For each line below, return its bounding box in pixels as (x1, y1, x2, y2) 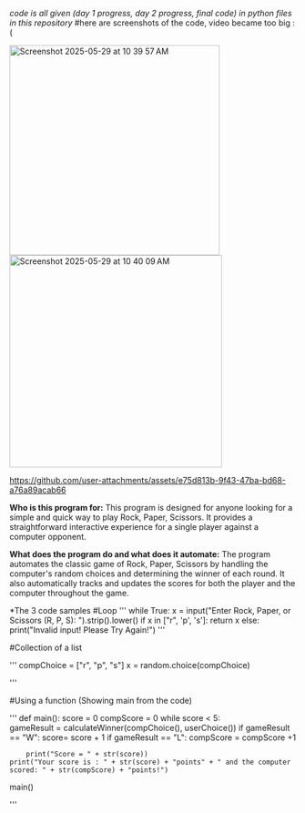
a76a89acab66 (9, 484, 66, 495)
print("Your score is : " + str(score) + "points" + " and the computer (9, 757, 291, 767)
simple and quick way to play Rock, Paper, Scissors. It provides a (9, 512, 253, 523)
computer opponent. (9, 532, 86, 542)
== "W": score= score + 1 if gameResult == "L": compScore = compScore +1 (9, 732, 297, 743)
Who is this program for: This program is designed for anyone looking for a (9, 503, 293, 513)
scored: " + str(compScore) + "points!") (9, 766, 169, 775)
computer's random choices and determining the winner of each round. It (9, 568, 285, 579)
